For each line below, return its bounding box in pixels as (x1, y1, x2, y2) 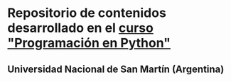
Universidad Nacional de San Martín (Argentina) (7, 63, 225, 75)
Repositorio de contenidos (7, 5, 167, 21)
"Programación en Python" (7, 35, 171, 51)
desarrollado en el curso (7, 20, 154, 36)
